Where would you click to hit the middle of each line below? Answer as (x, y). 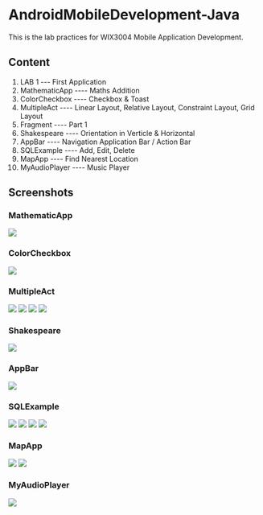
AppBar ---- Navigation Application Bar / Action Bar (105, 142)
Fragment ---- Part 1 (53, 124)
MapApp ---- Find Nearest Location (79, 159)
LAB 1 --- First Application (63, 81)
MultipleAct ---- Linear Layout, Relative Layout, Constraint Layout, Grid (137, 107)
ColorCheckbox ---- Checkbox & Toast (84, 99)
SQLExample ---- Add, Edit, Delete (77, 150)
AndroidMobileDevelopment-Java (124, 15)
